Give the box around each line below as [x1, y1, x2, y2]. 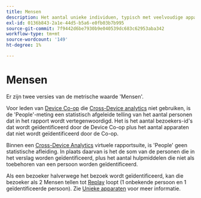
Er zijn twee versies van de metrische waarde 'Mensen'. [6, 93, 144, 100]
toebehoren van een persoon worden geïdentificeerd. [6, 160, 138, 167]
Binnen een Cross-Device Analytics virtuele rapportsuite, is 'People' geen [6, 141, 187, 148]
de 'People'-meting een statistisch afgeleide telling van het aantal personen [6, 111, 193, 118]
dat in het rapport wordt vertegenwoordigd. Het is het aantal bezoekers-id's [6, 117, 193, 124]
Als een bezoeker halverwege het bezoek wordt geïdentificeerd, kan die [6, 172, 184, 179]
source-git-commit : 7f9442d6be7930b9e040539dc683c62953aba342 [6, 25, 165, 32]
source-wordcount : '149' [6, 36, 68, 42]
